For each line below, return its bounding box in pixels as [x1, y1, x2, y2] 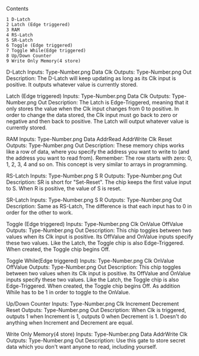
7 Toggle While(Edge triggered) [6, 47, 86, 53]
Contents [6, 5, 29, 12]
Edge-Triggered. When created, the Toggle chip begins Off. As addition [6, 282, 181, 290]
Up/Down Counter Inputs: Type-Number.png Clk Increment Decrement [6, 300, 179, 307]
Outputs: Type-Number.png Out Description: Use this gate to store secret [6, 337, 186, 344]
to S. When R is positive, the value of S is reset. [6, 185, 122, 192]
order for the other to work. [6, 209, 73, 216]
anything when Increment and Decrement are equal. [6, 319, 134, 326]
